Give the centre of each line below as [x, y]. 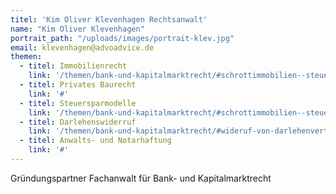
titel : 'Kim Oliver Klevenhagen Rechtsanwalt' [109, 19]
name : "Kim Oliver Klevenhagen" [77, 29]
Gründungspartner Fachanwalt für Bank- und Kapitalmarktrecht [141, 178]
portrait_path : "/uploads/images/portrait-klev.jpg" [122, 38]
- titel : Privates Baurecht [78, 85]
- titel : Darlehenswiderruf [78, 122]
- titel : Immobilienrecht [73, 66]
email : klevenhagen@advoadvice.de [82, 47]
